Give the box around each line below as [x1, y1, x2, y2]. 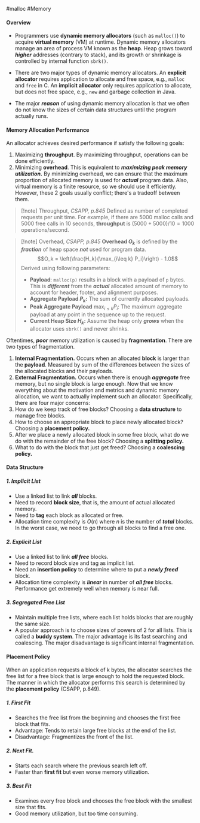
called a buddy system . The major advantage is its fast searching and [14, 633, 187, 640]
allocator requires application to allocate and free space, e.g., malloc [14, 75, 185, 83]
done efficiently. [14, 158, 55, 165]
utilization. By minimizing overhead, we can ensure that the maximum [14, 170, 188, 177]
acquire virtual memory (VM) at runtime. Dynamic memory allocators [14, 38, 186, 46]
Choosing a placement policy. [14, 425, 90, 432]
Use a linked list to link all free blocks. [14, 553, 109, 561]
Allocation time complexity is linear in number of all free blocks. [14, 579, 173, 586]
